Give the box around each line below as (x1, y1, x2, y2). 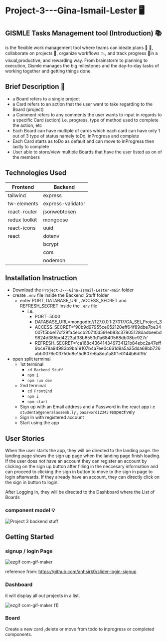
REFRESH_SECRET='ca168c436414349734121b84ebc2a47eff (34, 340, 162, 346)
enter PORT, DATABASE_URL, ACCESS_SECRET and (19, 298, 127, 304)
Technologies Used (5, 169, 66, 177)
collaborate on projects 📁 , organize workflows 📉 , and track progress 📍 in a (5, 50, 158, 56)
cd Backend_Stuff (27, 368, 63, 373)
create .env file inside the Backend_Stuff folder (12, 292, 109, 298)
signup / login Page (5, 548, 53, 555)
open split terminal (12, 356, 51, 362)
